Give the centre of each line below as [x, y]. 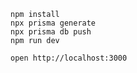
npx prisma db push [51, 32]
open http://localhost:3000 [69, 58]
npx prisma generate [53, 23]
